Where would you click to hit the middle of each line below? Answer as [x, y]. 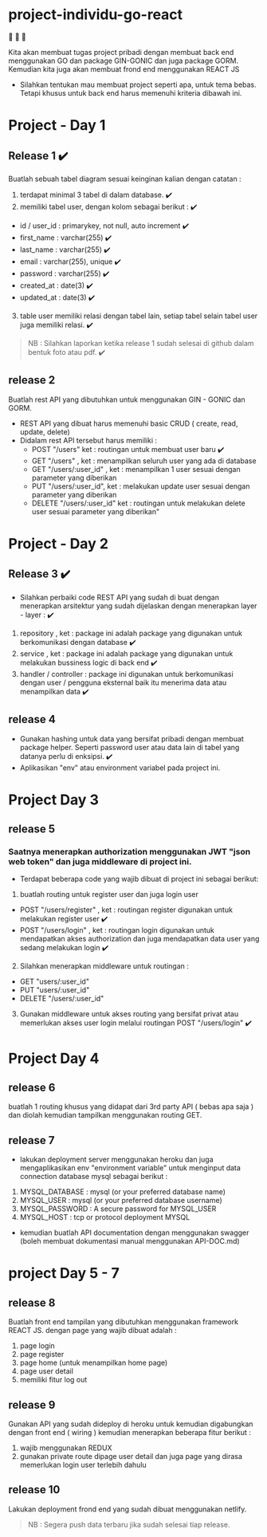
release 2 [32, 380]
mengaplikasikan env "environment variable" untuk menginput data [130, 1168]
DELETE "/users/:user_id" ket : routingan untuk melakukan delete [138, 503]
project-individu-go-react [96, 15]
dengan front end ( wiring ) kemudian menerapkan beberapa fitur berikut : [130, 1433]
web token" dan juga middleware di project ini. [100, 862]
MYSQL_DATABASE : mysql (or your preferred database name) [122, 1192]
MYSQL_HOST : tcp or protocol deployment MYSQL [105, 1217]
